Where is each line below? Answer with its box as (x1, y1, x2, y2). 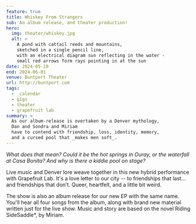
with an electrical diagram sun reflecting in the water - (17, 52, 165, 58)
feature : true (6, 8, 41, 15)
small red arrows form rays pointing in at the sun (17, 58, 146, 64)
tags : (6, 85, 19, 91)
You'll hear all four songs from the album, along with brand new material (6, 199, 181, 206)
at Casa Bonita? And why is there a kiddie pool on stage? (6, 157, 146, 164)
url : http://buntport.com (6, 80, 70, 86)
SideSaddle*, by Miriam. (6, 211, 64, 218)
